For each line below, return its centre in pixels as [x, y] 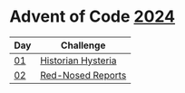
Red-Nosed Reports [83, 75]
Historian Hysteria [78, 60]
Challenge [83, 45]
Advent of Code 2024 [92, 17]
